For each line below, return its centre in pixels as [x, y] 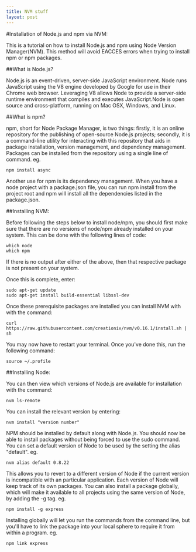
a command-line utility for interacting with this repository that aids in [88, 140]
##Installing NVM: [28, 211]
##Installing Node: [28, 372]
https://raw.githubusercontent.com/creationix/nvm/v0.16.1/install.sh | [97, 328]
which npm [18, 251]
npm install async [28, 170]
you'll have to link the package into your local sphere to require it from [90, 526]
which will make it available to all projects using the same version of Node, [96, 492]
